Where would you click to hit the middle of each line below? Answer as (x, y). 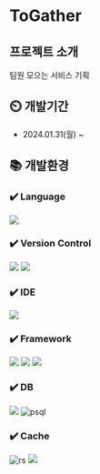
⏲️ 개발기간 (39, 107)
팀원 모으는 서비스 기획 (50, 75)
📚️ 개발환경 (40, 166)
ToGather (45, 16)
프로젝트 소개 (44, 51)
